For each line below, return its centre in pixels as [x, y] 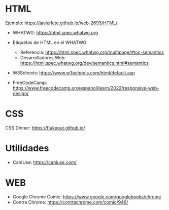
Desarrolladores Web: [43, 57]
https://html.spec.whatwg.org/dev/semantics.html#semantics [84, 63]
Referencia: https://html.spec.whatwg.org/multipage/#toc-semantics [92, 52]
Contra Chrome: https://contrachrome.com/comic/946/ [70, 202]
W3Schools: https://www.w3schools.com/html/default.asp [74, 73]
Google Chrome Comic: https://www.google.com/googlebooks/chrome [87, 197]
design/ [21, 93]
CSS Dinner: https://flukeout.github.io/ [45, 128]
